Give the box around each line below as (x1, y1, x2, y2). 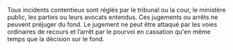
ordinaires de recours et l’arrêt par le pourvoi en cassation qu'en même (7, 27, 211, 36)
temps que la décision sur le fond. (7, 35, 104, 43)
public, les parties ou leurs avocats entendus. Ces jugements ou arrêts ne (7, 13, 218, 21)
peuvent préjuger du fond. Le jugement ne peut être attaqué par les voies (7, 21, 218, 28)
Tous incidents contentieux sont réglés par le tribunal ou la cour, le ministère (7, 6, 226, 14)
